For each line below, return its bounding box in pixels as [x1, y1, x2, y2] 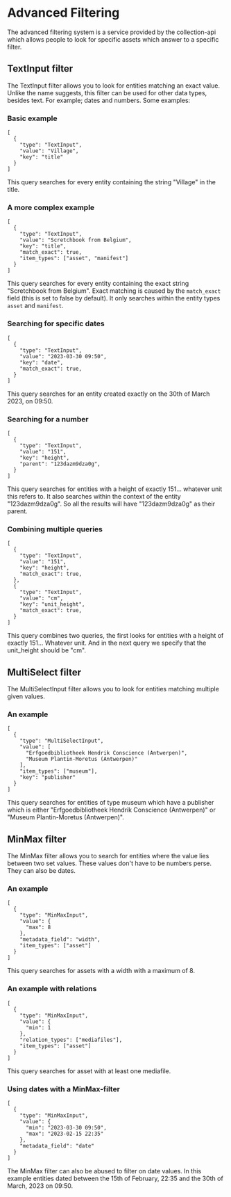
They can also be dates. [7, 867, 76, 875]
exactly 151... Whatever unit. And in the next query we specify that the [7, 638, 207, 648]
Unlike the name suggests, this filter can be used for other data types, [7, 88, 207, 97]
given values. [7, 692, 45, 700]
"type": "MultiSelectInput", [19, 737, 104, 745]
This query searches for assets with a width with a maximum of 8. [7, 967, 196, 975]
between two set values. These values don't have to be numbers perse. [7, 859, 212, 867]
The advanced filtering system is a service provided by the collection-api [7, 28, 216, 36]
